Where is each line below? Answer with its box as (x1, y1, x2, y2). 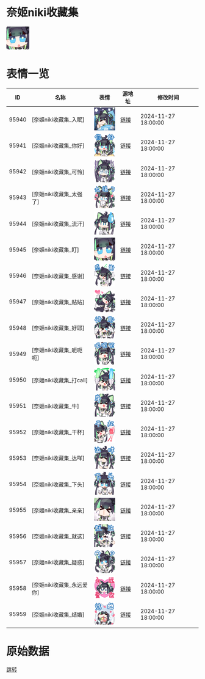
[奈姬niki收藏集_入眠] (31, 116, 85, 123)
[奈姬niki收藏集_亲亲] (31, 506, 85, 514)
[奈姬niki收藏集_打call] (31, 376, 88, 383)
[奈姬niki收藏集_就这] (31, 532, 85, 540)
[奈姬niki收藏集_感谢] (31, 272, 85, 280)
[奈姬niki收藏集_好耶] (31, 324, 85, 332)
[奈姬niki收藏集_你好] (31, 142, 85, 150)
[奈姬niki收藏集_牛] (31, 402, 79, 410)
